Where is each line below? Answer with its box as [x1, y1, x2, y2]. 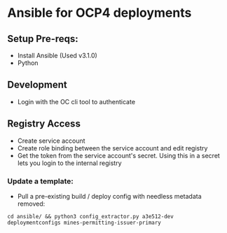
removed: [17, 199, 46, 208]
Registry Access [7, 118, 81, 130]
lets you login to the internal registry [17, 159, 122, 167]
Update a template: [7, 176, 74, 186]
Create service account [17, 136, 85, 145]
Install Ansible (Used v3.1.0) [17, 51, 98, 59]
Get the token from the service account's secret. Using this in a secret [17, 151, 221, 160]
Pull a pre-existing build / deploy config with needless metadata [17, 192, 202, 200]
